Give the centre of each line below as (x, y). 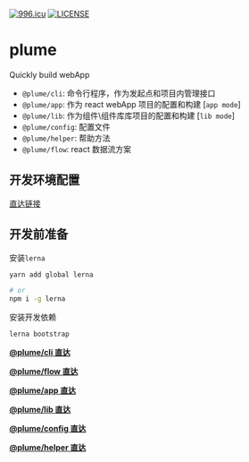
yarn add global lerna (51, 274)
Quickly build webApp (50, 74)
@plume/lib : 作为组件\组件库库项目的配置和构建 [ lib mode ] (128, 115)
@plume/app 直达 (43, 390)
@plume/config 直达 (48, 429)
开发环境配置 (45, 180)
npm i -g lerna (37, 299)
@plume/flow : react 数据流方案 (77, 149)
